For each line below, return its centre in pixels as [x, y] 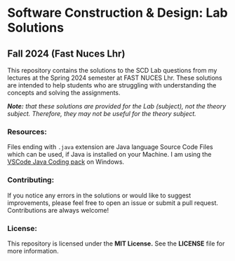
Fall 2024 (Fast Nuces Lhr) [66, 54]
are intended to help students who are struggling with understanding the [112, 85]
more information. [33, 251]
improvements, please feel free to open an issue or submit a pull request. [113, 203]
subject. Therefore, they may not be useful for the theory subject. [102, 114]
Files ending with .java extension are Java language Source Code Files [110, 147]
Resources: [27, 132]
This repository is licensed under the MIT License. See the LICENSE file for [116, 244]
